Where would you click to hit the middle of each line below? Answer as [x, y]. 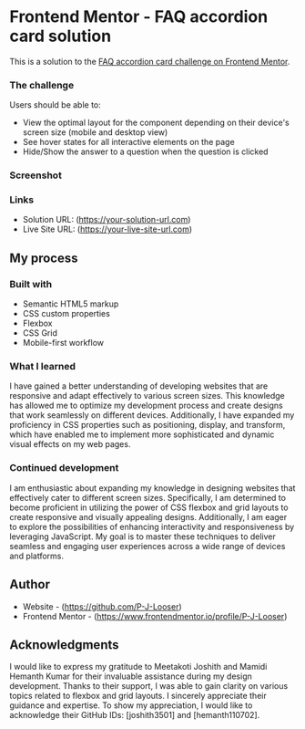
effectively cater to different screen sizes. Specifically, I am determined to [148, 497]
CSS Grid [40, 333]
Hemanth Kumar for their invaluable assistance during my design [131, 676]
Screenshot [36, 175]
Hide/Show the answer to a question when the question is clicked [145, 151]
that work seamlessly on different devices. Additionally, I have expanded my [152, 415]
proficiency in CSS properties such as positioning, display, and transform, [147, 425]
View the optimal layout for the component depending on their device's [156, 123]
